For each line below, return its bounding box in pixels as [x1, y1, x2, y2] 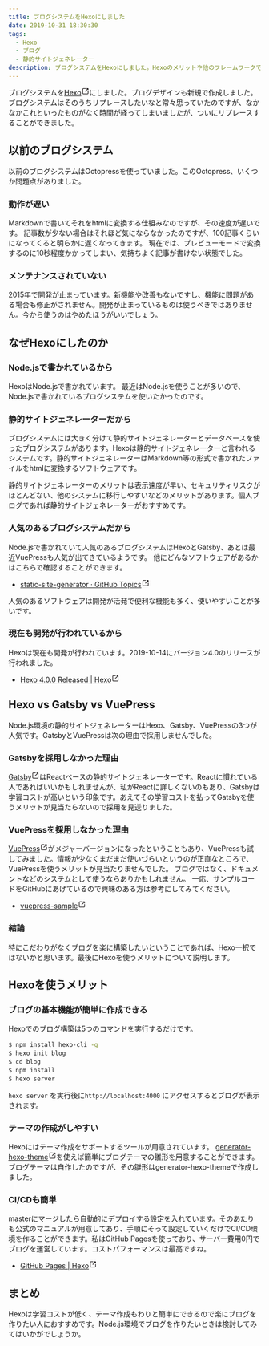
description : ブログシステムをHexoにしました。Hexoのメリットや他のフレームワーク [8, 64, 256, 72]
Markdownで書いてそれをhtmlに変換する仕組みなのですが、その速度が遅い [8, 217, 254, 228]
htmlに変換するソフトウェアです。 [29, 464, 142, 473]
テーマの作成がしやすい [8, 1122, 98, 1133]
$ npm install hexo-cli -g [8, 1041, 98, 1049]
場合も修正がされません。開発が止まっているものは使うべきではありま [14, 300, 246, 310]
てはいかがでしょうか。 [8, 1329, 86, 1339]
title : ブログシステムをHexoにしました [8, 13, 126, 21]
